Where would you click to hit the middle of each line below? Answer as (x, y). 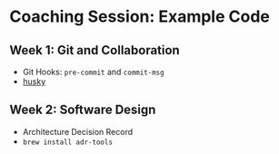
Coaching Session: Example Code (139, 17)
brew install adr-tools (68, 142)
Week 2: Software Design (83, 110)
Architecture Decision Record (78, 131)
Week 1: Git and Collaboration (95, 50)
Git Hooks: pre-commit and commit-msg (94, 72)
